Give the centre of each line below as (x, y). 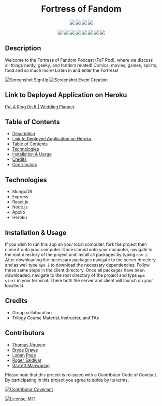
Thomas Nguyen (29, 345)
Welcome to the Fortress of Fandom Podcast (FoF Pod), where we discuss (79, 60)
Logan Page (24, 355)
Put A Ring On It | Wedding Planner (40, 107)
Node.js (20, 207)
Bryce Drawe (25, 350)
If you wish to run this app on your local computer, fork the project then (76, 244)
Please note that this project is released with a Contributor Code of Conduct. (81, 374)
